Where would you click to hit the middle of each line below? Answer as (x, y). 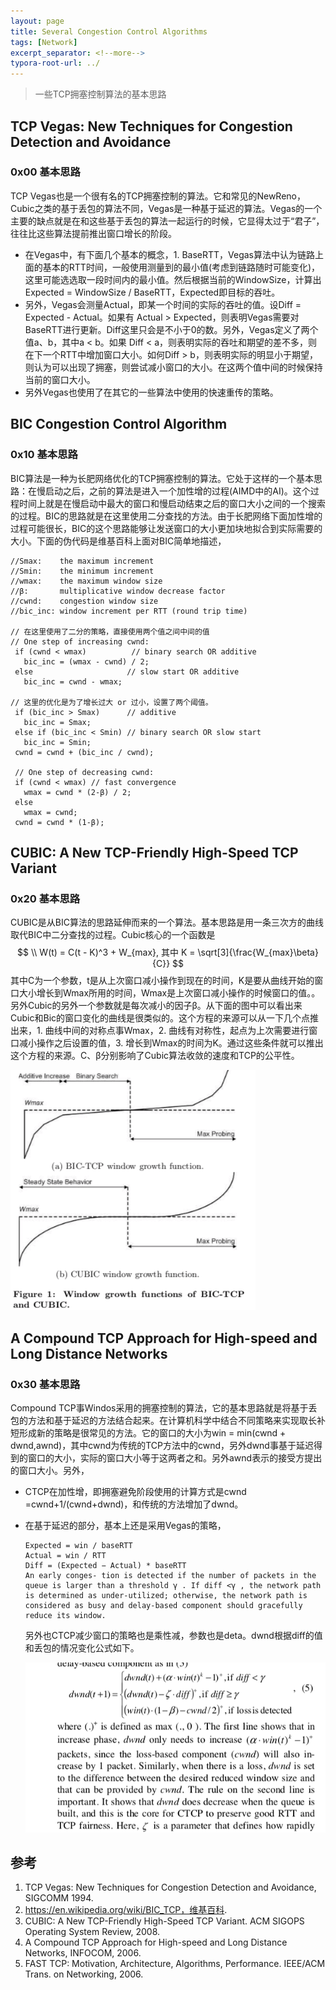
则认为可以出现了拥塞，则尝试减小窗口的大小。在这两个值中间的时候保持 (173, 367)
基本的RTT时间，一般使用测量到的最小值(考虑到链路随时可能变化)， (181, 267)
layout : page (37, 21)
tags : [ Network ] (44, 42)
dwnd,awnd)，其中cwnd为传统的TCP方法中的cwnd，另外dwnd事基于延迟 (162, 1445)
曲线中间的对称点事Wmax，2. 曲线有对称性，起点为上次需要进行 (177, 1031)
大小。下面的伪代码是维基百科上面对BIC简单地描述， (118, 541)
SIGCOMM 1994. (59, 1898)
